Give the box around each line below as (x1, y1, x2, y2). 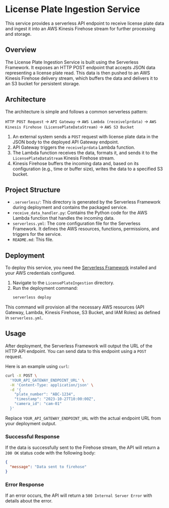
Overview (5, 45, 37, 54)
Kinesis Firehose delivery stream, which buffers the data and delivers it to (5, 75, 158, 81)
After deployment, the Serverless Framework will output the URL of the (5, 342, 153, 349)
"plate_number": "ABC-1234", (14, 392, 76, 397)
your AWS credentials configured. (5, 270, 76, 276)
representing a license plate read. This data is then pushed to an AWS (5, 70, 150, 76)
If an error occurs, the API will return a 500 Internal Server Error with (5, 492, 152, 498)
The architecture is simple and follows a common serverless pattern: (5, 109, 148, 115)
